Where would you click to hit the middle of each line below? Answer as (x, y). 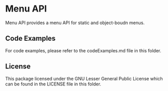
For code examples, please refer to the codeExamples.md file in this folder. (83, 50)
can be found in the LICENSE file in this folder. (53, 84)
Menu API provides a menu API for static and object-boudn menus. (75, 23)
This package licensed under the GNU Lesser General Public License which (84, 78)
